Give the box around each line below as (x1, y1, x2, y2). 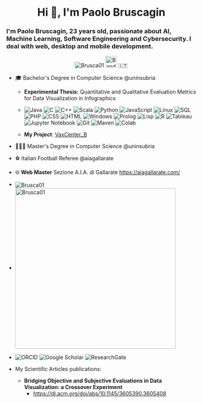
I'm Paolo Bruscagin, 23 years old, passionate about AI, (6, 27, 172, 36)
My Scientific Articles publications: (14, 366, 101, 373)
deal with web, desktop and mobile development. (6, 42, 154, 51)
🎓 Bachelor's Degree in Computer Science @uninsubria (14, 74, 156, 82)
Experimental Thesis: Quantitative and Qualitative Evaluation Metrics (24, 88, 197, 95)
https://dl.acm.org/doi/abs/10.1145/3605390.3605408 (33, 390, 167, 398)
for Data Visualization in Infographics (24, 95, 116, 102)
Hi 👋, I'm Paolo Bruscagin (37, 5, 166, 19)
